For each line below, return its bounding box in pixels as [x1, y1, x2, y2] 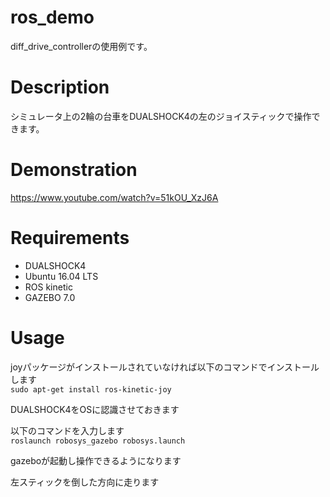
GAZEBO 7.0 [24, 291, 76, 303]
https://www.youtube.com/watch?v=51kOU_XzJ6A [10, 191, 219, 203]
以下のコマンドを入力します [10, 424, 125, 436]
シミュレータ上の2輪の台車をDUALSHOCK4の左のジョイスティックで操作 [10, 110, 312, 122]
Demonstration [10, 159, 138, 181]
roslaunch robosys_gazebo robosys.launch [10, 436, 186, 446]
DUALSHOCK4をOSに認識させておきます [10, 403, 180, 415]
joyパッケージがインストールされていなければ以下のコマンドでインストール [10, 361, 320, 373]
